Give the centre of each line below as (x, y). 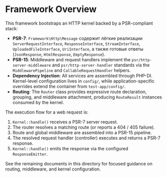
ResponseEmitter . (30, 154)
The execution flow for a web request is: (47, 112)
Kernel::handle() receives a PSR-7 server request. (65, 122)
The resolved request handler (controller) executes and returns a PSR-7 (86, 138)
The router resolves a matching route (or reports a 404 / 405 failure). (84, 127)
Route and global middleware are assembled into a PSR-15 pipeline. (82, 132)
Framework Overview (51, 9)
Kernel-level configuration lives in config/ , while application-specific (83, 81)
